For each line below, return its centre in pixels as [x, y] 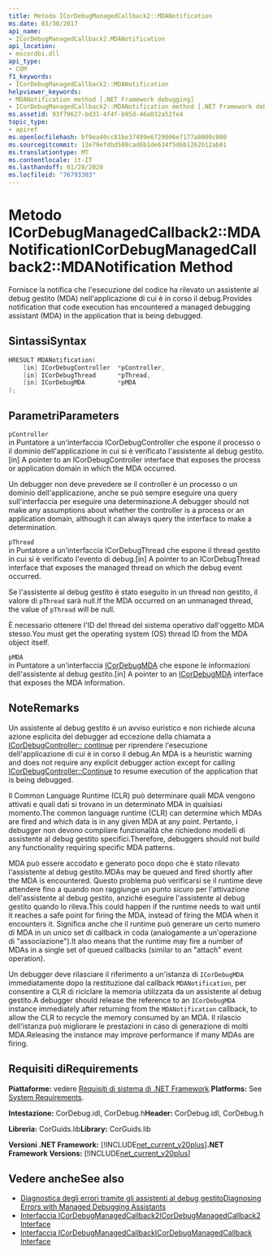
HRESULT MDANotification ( [52, 360]
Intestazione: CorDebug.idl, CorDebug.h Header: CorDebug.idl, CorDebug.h [136, 1113]
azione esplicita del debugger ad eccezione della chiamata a [110, 736]
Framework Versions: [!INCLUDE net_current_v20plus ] [100, 1153]
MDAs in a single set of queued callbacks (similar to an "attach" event [125, 949]
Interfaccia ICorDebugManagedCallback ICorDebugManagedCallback [136, 1233]
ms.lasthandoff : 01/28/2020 [56, 168]
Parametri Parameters [64, 416]
